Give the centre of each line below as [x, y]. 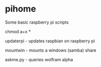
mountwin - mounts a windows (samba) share [51, 50]
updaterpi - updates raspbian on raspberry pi [50, 41]
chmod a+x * [18, 31]
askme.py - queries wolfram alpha [39, 59]
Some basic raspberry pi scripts [37, 22]
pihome [21, 9]
